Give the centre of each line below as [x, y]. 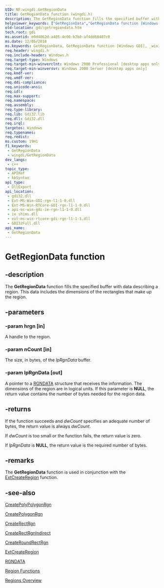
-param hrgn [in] [25, 326]
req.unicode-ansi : [24, 87]
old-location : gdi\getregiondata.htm [43, 28]
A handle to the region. [28, 337]
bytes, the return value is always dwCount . [48, 426]
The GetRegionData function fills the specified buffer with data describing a [82, 286]
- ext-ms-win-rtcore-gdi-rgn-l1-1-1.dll [49, 219]
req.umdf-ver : [20, 78]
